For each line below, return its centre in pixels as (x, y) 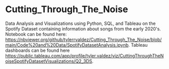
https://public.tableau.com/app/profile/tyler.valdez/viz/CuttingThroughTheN (84, 56)
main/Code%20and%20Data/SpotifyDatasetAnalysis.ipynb (67, 45)
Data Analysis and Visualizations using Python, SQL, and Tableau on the (80, 23)
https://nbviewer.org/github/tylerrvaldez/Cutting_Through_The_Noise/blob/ (83, 40)
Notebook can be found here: (36, 34)
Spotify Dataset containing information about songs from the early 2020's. (83, 28)
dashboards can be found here (38, 50)
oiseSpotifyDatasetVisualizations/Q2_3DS (49, 61)
